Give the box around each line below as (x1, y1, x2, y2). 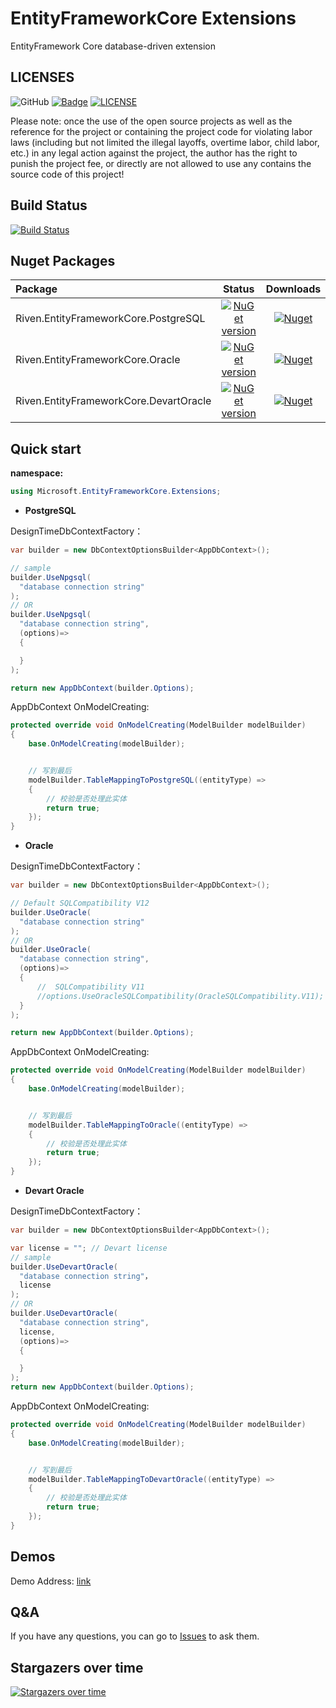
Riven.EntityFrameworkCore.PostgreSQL (15, 312, 206, 326)
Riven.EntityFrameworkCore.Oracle (15, 353, 181, 367)
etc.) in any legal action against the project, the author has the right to (10, 147, 298, 159)
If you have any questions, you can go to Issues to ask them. (10, 1630, 260, 1642)
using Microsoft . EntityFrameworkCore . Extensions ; (10, 487, 222, 497)
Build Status (10, 197, 88, 214)
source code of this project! (10, 168, 125, 180)
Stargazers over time (10, 1659, 144, 1676)
